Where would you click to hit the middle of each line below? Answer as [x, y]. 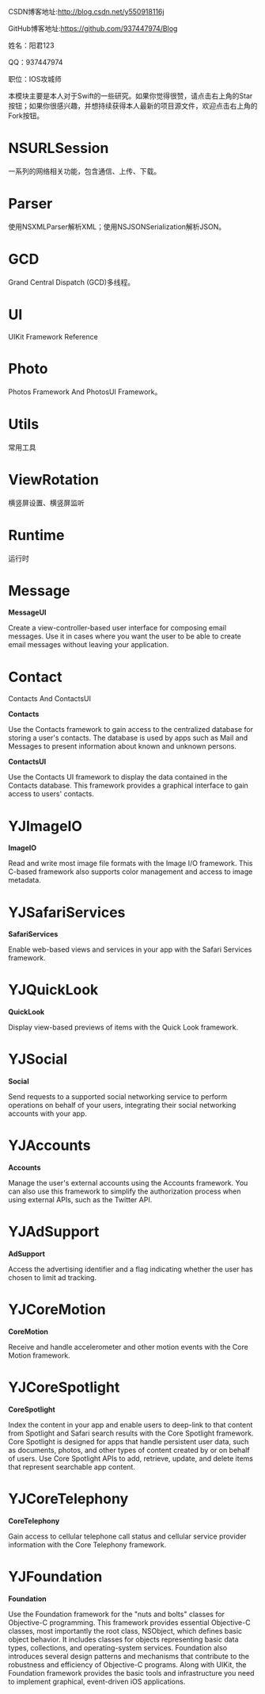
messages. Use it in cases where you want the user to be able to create [125, 636]
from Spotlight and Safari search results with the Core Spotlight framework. [131, 1433]
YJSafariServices [67, 912]
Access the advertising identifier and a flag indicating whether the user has [131, 1269]
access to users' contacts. [51, 794]
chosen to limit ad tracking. [53, 1278]
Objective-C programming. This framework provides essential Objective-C [129, 1622]
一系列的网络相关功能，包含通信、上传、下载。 [84, 171]
